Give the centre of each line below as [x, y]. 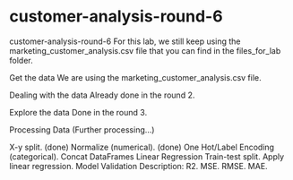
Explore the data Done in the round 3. [78, 112]
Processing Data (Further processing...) [82, 129]
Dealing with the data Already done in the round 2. [102, 95]
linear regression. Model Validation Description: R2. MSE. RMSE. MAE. [138, 166]
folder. [21, 60]
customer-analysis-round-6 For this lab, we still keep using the [125, 41]
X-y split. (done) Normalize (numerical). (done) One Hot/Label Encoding [142, 147]
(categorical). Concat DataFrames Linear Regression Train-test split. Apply [147, 156]
